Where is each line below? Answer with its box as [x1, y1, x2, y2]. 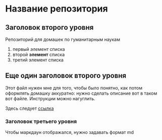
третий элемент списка [12, 57, 64, 63]
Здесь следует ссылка [5, 105, 54, 111]
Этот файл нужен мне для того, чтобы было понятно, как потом [5, 85, 143, 91]
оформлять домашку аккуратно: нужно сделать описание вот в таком [5, 90, 157, 96]
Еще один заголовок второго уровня [5, 72, 127, 80]
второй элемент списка [12, 51, 65, 57]
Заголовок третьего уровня [5, 118, 77, 125]
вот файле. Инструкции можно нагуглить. [5, 95, 95, 101]
